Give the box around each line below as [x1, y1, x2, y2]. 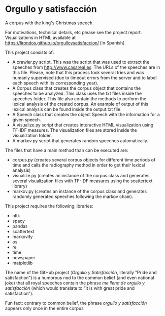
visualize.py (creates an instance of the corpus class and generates [12, 172, 150, 178]
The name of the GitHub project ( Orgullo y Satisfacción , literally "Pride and [5, 269, 157, 275]
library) [12, 183, 27, 189]
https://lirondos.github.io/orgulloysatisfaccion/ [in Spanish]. [5, 39, 126, 45]
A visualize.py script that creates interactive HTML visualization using [12, 122, 154, 128]
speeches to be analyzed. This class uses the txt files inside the [12, 90, 142, 96]
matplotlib [12, 260, 33, 266]
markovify [12, 234, 33, 239]
